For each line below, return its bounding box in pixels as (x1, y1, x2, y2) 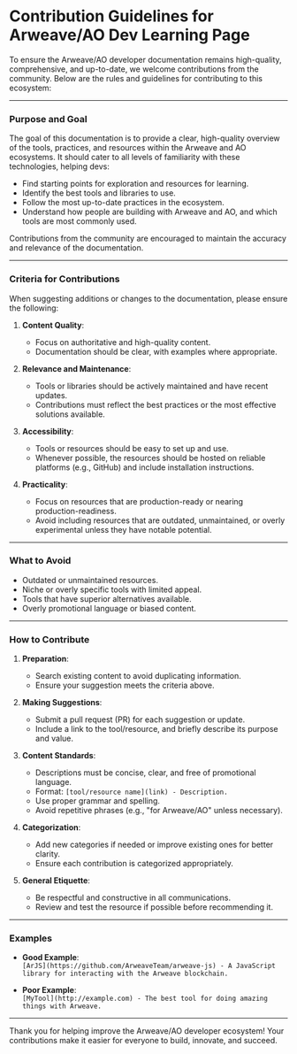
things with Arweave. (21, 1002, 102, 1011)
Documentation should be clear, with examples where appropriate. (34, 346, 278, 357)
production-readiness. (34, 505, 117, 516)
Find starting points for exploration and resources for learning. (21, 179, 249, 189)
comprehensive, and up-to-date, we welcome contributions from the (9, 64, 259, 74)
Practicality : (21, 479, 68, 489)
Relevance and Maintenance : (21, 363, 132, 373)
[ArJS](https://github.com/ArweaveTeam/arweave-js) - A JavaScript (21, 962, 276, 971)
